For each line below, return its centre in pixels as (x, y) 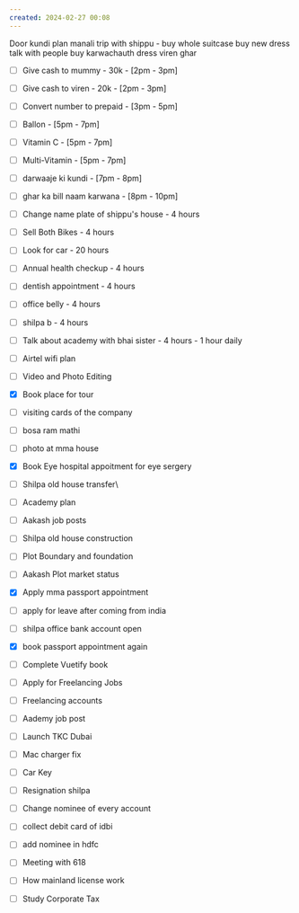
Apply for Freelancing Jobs (72, 682)
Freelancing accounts (62, 700)
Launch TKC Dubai (57, 736)
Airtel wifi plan (49, 358)
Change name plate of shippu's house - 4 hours (111, 214)
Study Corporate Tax (61, 899)
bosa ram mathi (51, 430)
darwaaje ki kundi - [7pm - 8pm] (82, 178)
